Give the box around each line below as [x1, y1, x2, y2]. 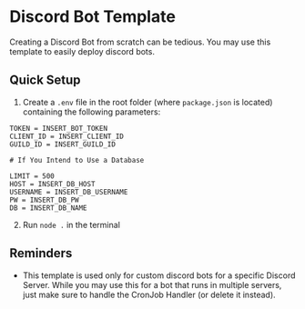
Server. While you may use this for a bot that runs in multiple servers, [22, 279, 282, 290]
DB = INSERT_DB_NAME [9, 203, 88, 213]
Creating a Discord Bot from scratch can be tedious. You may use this [9, 36, 271, 47]
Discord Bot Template [9, 6, 176, 27]
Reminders [9, 245, 73, 261]
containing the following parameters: [22, 106, 161, 117]
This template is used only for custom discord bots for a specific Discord [22, 270, 296, 281]
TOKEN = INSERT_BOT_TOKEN [9, 124, 107, 133]
